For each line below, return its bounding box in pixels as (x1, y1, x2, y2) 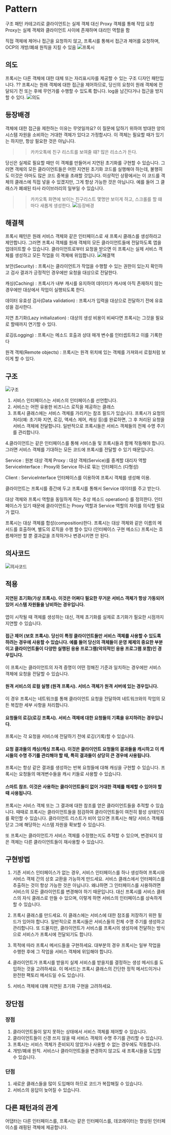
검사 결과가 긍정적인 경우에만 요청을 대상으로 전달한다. (10, 269, 118, 276)
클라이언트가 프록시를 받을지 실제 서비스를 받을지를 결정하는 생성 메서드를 (12, 959, 159, 966)
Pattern (5, 3, 37, 15)
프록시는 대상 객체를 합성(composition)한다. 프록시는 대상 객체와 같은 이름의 (5, 520, 157, 526)
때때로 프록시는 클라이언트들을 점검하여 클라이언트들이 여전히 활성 (16, 808, 147, 815)
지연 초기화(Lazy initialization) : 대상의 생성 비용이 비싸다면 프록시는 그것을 (5, 315, 155, 321)
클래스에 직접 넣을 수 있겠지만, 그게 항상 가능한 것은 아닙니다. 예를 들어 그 (14, 179, 160, 185)
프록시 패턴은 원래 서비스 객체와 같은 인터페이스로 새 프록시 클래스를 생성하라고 (5, 233, 162, 239)
